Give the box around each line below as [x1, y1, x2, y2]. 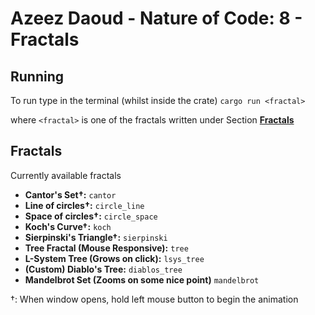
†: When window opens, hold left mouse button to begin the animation [10, 293, 299, 305]
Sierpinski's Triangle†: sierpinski [24, 231, 168, 243]
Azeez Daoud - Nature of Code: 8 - [10, 7, 303, 30]
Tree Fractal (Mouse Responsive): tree [24, 242, 189, 254]
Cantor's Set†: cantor [24, 188, 117, 201]
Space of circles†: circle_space [24, 210, 158, 222]
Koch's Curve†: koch [24, 220, 112, 232]
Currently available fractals [10, 169, 122, 181]
